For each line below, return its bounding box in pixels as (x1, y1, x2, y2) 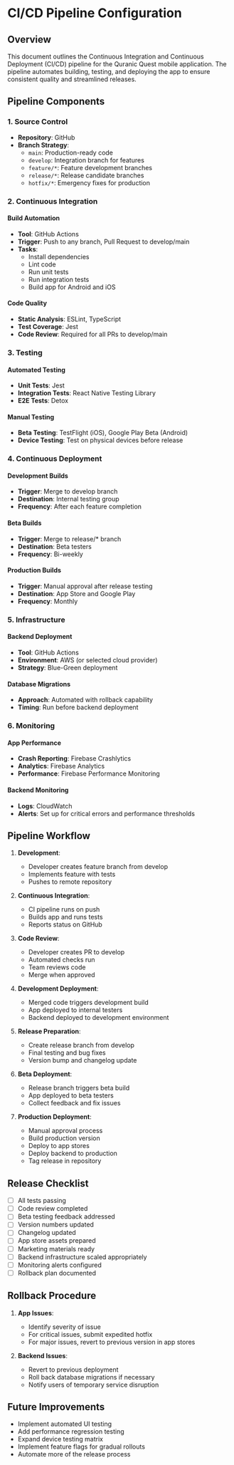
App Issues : (17, 1308, 54, 1317)
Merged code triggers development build (28, 999, 149, 1007)
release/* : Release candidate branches (28, 171, 144, 179)
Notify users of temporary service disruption (28, 1380, 159, 1389)
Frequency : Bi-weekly (17, 550, 83, 558)
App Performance (7, 739, 62, 747)
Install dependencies (28, 252, 90, 261)
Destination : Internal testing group (17, 495, 119, 504)
